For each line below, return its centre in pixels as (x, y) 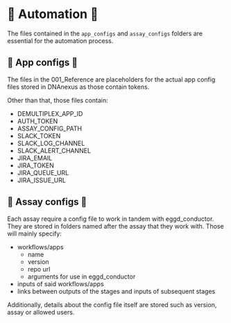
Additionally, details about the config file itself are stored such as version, (112, 304)
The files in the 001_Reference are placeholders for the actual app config (111, 79)
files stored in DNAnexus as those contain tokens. (78, 87)
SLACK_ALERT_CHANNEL (54, 150)
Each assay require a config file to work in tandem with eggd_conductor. (111, 219)
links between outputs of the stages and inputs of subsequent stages (116, 291)
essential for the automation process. (60, 40)
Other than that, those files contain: (58, 100)
